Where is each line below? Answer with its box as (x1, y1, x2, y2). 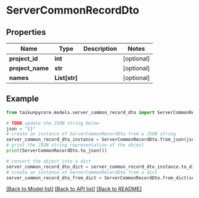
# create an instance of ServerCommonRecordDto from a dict (6, 169, 158, 175)
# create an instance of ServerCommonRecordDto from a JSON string (6, 131, 176, 137)
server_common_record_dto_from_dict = (6, 175, 102, 181)
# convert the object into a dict (6, 158, 92, 164)
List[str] (54, 74, 78, 82)
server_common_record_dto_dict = (6, 164, 89, 170)
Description (83, 45, 117, 53)
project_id (9, 54, 38, 63)
